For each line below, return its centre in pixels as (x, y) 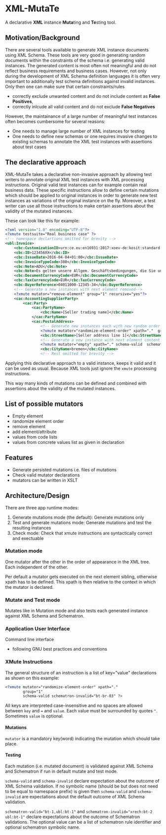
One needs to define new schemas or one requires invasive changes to (84, 136)
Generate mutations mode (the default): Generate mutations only (78, 517)
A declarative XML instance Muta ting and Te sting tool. (61, 22)
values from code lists (35, 437)
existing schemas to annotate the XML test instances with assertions (82, 141)
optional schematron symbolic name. (43, 827)
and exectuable (28, 538)
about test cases (29, 147)
